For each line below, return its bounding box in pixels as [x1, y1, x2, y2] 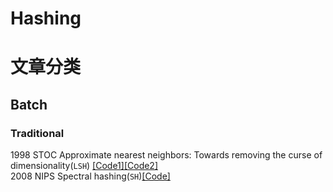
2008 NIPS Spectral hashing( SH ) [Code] [10, 170, 171, 182]
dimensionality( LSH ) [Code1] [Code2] [10, 160, 159, 172]
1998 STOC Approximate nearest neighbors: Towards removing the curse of [10, 149, 323, 161]
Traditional [10, 126, 65, 140]
